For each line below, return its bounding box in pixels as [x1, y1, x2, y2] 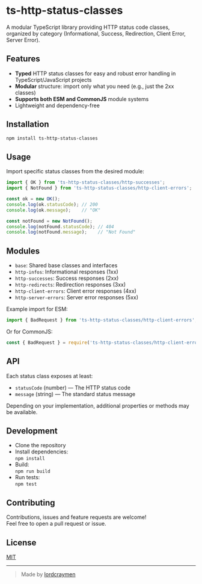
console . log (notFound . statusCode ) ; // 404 [6, 223, 114, 229]
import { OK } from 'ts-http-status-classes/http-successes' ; [6, 179, 165, 185]
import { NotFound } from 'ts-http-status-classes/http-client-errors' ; [6, 185, 192, 191]
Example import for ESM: [6, 305, 68, 313]
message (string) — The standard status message [14, 390, 136, 397]
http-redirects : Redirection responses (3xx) [14, 281, 126, 288]
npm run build [14, 468, 50, 474]
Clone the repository [14, 442, 66, 449]
